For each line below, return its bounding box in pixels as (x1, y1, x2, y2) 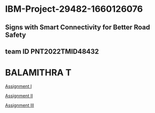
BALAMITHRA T (5, 67, 72, 78)
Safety (5, 30, 26, 39)
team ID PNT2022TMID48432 (5, 47, 99, 56)
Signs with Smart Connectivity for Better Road (5, 23, 151, 31)
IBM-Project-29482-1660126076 (5, 3, 143, 15)
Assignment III (5, 102, 35, 108)
